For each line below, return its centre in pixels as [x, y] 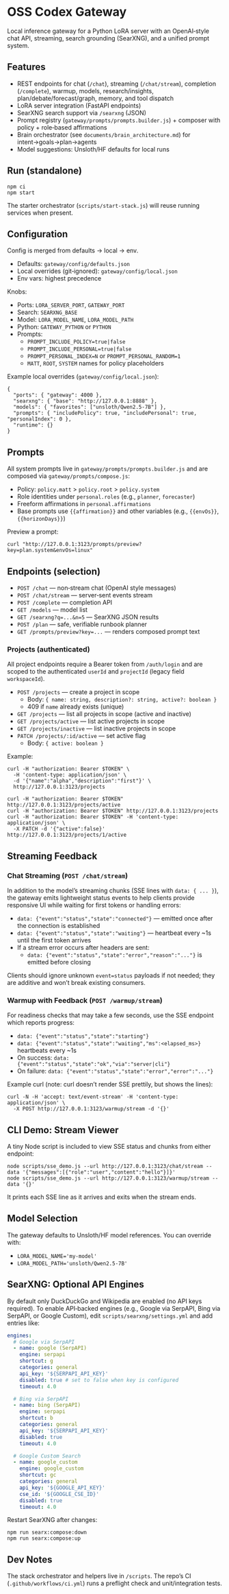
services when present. [40, 213]
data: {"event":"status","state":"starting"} [83, 1036]
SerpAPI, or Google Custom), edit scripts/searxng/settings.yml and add [110, 1316]
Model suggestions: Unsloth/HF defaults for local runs [93, 149]
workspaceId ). [26, 679]
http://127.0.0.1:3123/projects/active [64, 805]
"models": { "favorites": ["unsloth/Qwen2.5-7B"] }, [90, 407]
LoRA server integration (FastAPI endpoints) [79, 105]
